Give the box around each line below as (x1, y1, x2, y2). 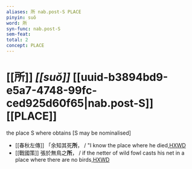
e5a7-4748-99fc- (6, 84, 98, 97)
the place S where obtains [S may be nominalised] (6, 129, 132, 136)
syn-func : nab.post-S (6, 25, 61, 32)
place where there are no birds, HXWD (14, 156, 110, 163)
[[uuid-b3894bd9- (72, 71, 168, 84)
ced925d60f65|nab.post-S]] (6, 97, 154, 110)
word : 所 (6, 20, 27, 26)
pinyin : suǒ (6, 14, 36, 21)
